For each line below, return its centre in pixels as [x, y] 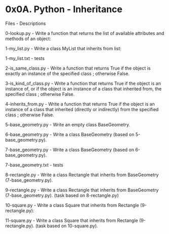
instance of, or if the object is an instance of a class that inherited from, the [83, 89]
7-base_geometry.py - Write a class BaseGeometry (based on [70, 149]
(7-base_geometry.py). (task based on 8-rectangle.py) [62, 195]
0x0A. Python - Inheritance [64, 9]
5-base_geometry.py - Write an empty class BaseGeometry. [68, 124]
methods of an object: [28, 39]
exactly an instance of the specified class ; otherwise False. [68, 73]
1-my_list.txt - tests [25, 58]
